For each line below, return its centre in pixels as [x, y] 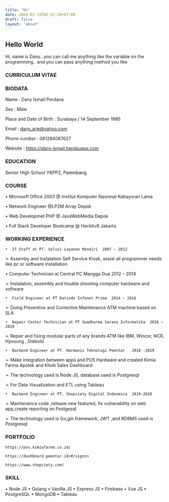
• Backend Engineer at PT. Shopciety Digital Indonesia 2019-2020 [79, 394]
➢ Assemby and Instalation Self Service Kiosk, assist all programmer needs [83, 259]
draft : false [19, 19]
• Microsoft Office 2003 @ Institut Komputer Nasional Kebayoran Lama [79, 196]
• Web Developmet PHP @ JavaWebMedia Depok [57, 216]
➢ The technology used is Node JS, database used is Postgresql [72, 375]
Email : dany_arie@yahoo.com [36, 129]
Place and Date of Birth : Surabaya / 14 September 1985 [63, 119]
